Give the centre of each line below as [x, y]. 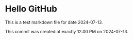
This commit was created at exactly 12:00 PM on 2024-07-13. [67, 31]
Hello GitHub [31, 9]
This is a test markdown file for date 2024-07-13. [54, 22]
